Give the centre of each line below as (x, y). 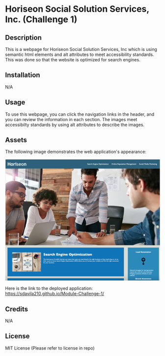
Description (23, 38)
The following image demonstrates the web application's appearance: (76, 152)
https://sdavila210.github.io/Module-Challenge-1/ (55, 294)
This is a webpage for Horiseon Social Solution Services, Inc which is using (81, 49)
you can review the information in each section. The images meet (71, 119)
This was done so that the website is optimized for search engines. (73, 60)
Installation (23, 75)
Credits (17, 309)
